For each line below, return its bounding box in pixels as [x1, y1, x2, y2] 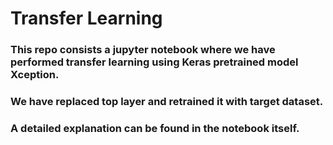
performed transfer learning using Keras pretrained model [10, 55, 299, 69]
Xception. [10, 68, 60, 82]
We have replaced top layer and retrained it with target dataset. [10, 95, 324, 109]
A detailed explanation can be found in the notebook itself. [10, 121, 300, 135]
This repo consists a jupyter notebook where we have [10, 43, 276, 57]
